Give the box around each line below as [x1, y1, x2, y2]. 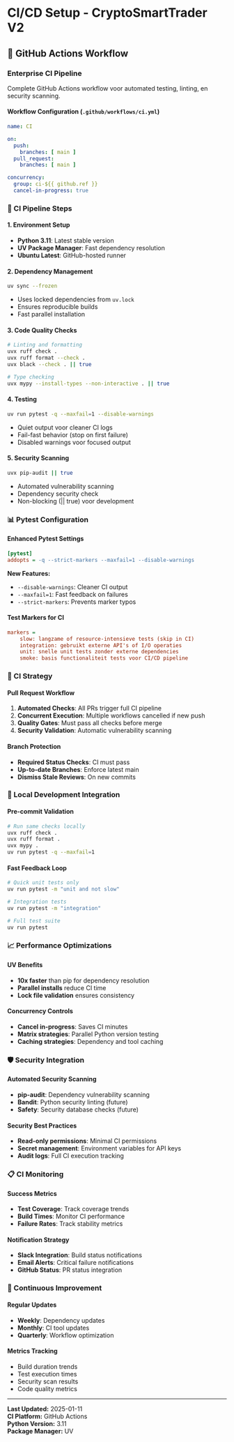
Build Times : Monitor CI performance [17, 1212, 125, 1221]
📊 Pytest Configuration [7, 515, 89, 524]
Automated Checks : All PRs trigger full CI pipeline [17, 704, 162, 713]
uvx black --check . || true [7, 360, 92, 367]
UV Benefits [7, 961, 43, 969]
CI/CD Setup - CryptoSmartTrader [7, 5, 208, 21]
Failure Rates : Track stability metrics [17, 1220, 123, 1228]
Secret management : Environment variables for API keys [17, 1144, 182, 1153]
